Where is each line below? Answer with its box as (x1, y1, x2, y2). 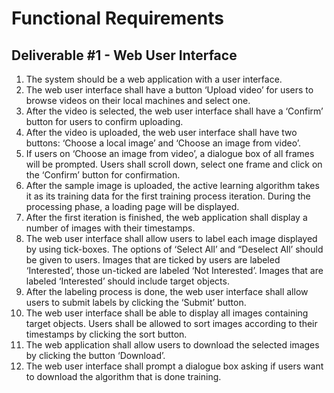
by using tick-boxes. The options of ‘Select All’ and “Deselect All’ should (25, 243, 324, 255)
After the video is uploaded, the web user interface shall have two (25, 127, 298, 138)
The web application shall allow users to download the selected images (25, 339, 320, 351)
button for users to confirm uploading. (25, 116, 184, 127)
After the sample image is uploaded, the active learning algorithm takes (25, 180, 320, 191)
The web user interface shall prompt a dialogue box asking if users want (25, 360, 324, 372)
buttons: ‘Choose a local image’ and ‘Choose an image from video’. (25, 137, 302, 149)
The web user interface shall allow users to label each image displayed (25, 233, 318, 244)
